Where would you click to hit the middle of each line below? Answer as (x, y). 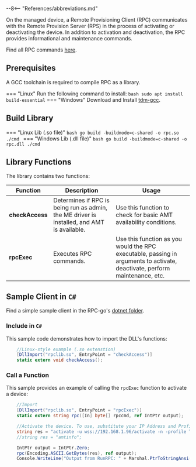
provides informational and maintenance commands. (69, 38)
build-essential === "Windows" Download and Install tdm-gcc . (83, 99)
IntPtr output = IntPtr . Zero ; (53, 448)
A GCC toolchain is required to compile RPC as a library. (73, 82)
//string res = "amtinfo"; (49, 437)
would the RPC (136, 246)
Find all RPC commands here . (41, 50)
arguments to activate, (146, 261)
